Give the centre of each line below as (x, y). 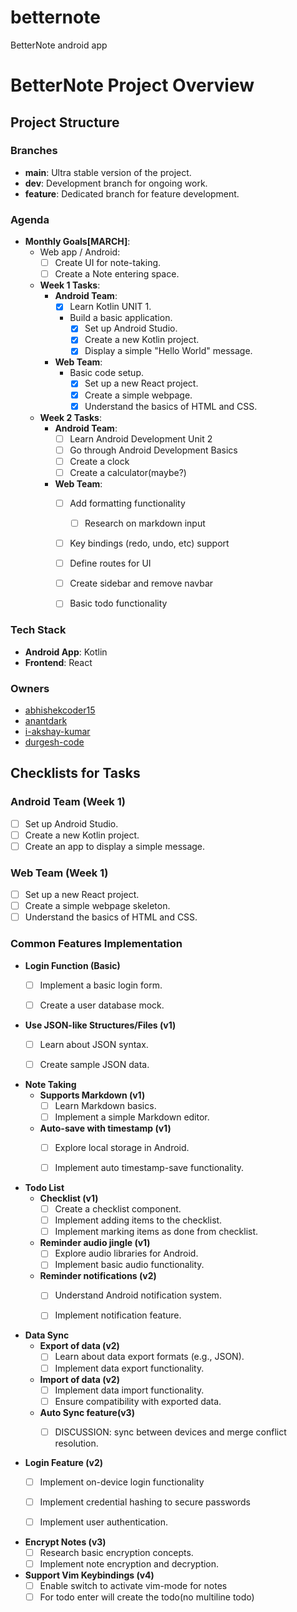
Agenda (30, 219)
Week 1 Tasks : (70, 285)
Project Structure (65, 122)
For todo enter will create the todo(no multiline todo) (147, 1597)
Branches (34, 151)
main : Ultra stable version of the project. (108, 172)
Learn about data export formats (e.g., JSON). (149, 1357)
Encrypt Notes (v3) (65, 1542)
